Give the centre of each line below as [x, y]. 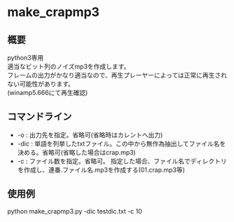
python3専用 [26, 58]
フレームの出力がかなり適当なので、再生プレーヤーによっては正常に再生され [117, 75]
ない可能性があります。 [41, 84]
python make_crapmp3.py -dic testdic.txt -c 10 [75, 211]
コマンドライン [40, 117]
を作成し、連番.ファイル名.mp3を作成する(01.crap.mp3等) [101, 170]
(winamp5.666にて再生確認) [48, 92]
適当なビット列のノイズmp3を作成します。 [69, 66]
